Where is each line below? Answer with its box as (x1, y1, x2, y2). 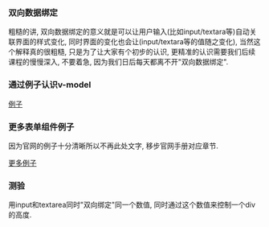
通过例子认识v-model (8, 79, 92, 90)
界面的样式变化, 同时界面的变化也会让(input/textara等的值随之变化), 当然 (14, 37, 255, 47)
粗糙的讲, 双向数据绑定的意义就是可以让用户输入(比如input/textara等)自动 (8, 27, 251, 37)
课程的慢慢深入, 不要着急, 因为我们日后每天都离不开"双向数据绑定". (8, 57, 229, 67)
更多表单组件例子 (8, 121, 75, 132)
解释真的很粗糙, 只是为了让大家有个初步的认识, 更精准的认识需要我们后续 (14, 47, 255, 57)
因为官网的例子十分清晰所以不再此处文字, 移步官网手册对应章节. (8, 141, 219, 151)
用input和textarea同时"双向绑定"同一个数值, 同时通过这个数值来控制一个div (8, 200, 255, 210)
